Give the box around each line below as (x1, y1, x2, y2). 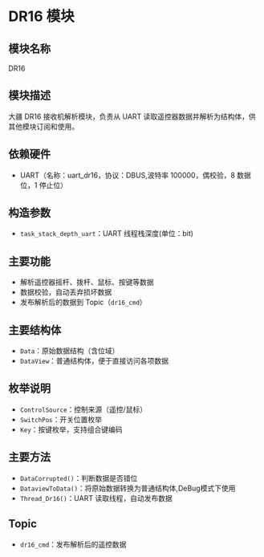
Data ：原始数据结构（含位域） (19, 346, 120, 356)
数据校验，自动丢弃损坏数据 (19, 287, 112, 297)
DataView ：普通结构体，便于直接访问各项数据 (19, 356, 169, 366)
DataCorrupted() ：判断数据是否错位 (19, 473, 138, 482)
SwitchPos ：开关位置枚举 (19, 414, 103, 424)
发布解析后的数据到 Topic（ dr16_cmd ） (19, 298, 147, 307)
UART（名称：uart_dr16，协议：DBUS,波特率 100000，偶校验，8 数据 (19, 170, 251, 180)
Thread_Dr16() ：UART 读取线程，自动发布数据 (19, 493, 173, 502)
